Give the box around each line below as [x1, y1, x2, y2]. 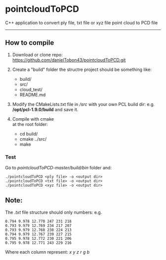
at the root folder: [12, 121, 48, 127]
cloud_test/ [19, 86, 43, 92]
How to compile [5, 38, 54, 47]
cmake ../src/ [19, 136, 47, 142]
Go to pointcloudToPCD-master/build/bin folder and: [5, 165, 112, 171]
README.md [19, 92, 46, 97]
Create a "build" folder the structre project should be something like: [12, 66, 152, 72]
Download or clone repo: [12, 52, 63, 58]
